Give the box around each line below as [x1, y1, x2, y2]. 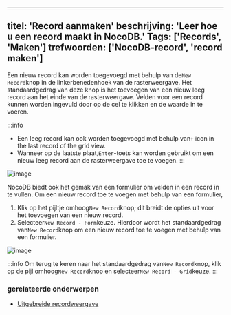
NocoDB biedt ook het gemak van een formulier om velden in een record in [7, 183, 220, 191]
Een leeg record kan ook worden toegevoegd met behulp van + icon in [16, 134, 214, 142]
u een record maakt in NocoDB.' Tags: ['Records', [7, 31, 221, 43]
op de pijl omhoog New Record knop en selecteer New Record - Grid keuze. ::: [7, 267, 218, 275]
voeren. [7, 108, 29, 116]
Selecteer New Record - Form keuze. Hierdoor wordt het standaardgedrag [16, 218, 221, 226]
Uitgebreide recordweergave [16, 300, 99, 308]
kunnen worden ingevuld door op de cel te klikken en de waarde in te [7, 100, 203, 108]
